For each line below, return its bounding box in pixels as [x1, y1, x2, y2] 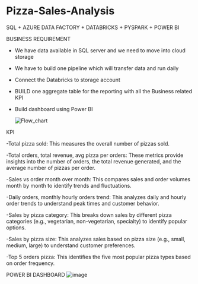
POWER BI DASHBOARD [6, 271, 65, 278]
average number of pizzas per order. [6, 164, 96, 171]
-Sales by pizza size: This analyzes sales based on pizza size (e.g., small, [6, 235, 186, 242]
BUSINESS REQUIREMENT [6, 35, 71, 42]
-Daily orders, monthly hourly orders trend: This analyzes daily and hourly [6, 193, 187, 200]
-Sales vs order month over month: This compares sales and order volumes [6, 175, 191, 182]
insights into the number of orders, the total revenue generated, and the [6, 157, 181, 165]
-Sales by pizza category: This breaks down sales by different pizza [6, 211, 172, 218]
